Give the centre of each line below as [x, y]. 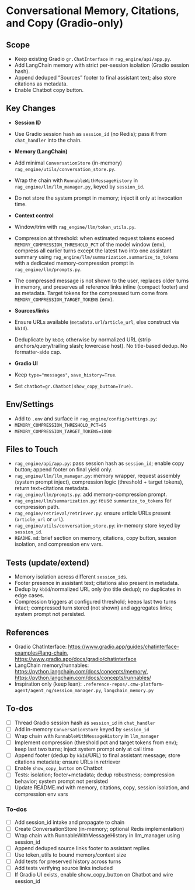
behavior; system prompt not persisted [61, 781]
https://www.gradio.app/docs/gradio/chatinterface [75, 659]
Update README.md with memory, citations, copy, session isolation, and [102, 788]
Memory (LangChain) [41, 151]
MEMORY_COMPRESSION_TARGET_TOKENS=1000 [63, 432]
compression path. [37, 507]
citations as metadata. [41, 84]
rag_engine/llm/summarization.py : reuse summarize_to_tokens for [93, 501]
